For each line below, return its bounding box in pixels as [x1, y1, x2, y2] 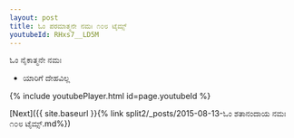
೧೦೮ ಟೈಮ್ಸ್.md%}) [9, 118, 71, 129]
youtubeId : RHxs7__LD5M [9, 30, 100, 39]
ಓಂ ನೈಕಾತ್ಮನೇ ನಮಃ [9, 55, 62, 66]
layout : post [9, 13, 59, 23]
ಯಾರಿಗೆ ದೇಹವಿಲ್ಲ [22, 73, 71, 84]
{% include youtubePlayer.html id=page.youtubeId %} [9, 91, 211, 102]
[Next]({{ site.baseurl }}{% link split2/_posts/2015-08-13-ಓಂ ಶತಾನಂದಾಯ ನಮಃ [9, 108, 287, 119]
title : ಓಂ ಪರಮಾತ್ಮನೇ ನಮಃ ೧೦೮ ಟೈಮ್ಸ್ [9, 22, 127, 31]
